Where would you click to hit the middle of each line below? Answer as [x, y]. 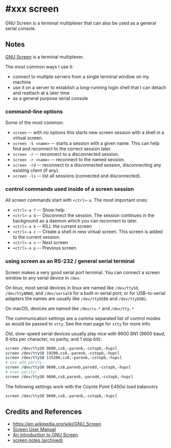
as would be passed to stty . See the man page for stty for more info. [78, 323]
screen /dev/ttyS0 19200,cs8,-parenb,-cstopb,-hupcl [63, 353]
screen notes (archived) [38, 440]
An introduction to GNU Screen [45, 435]
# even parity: [21, 372]
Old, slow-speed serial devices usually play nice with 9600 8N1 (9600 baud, [86, 333]
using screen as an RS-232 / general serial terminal [70, 261]
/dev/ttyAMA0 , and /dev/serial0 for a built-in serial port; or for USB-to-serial [86, 293]
